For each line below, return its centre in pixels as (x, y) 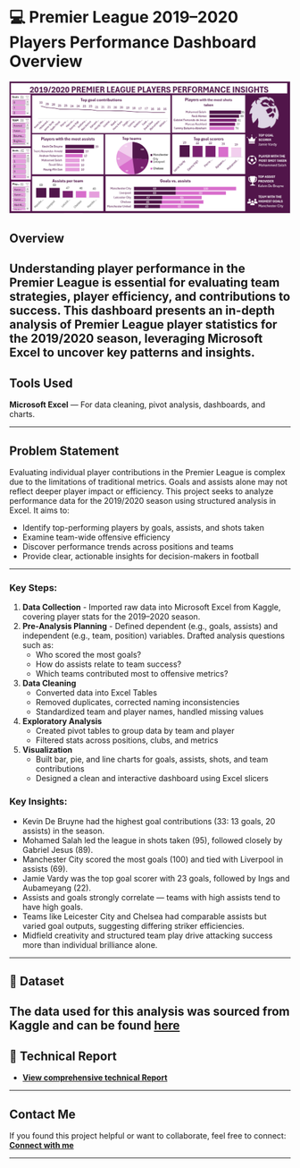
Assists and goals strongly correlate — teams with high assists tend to (151, 897)
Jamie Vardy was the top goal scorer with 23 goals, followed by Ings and (156, 878)
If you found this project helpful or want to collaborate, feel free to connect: (148, 1136)
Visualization (47, 750)
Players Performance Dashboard (133, 43)
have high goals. (52, 907)
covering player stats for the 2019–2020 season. (111, 617)
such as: (37, 645)
